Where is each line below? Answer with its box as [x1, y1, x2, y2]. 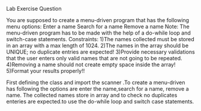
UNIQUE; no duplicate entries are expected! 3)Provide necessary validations [6, 48, 195, 55]
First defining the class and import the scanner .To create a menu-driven [6, 79, 185, 86]
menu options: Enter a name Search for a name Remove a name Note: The [6, 23, 190, 30]
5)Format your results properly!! [6, 67, 85, 74]
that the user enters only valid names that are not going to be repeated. [6, 55, 182, 61]
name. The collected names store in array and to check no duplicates [6, 92, 178, 98]
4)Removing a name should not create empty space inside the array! [6, 61, 176, 68]
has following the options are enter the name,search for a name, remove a [6, 85, 189, 92]
